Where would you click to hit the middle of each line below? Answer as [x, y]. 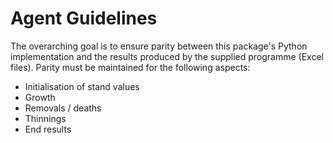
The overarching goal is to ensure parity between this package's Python [159, 46]
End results [48, 129]
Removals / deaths [63, 108]
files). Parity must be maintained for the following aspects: [130, 67]
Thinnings [45, 118]
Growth [40, 97]
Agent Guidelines [84, 18]
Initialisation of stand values [82, 86]
